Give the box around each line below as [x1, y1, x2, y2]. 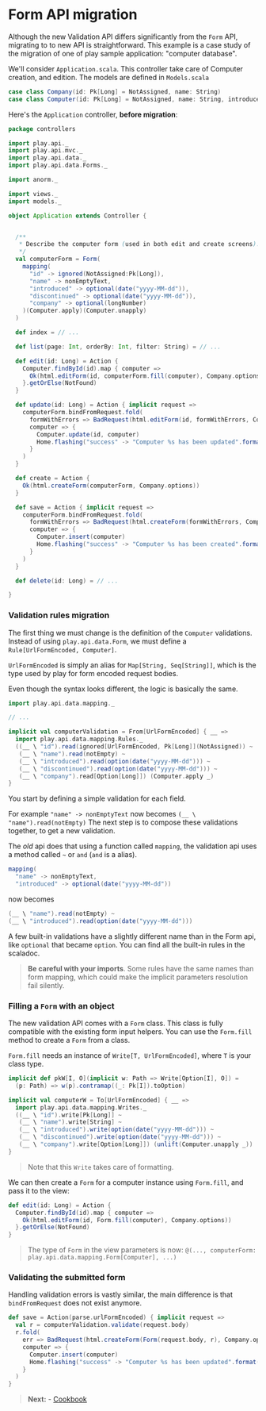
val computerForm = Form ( [15, 256, 101, 263]
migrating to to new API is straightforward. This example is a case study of [8, 40, 251, 49]
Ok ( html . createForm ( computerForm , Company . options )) [22, 482, 200, 490]
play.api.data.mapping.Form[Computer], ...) [27, 1254, 177, 1262]
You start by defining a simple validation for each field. [8, 794, 186, 803]
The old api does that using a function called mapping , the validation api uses [8, 841, 257, 851]
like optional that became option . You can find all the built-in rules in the [8, 940, 245, 949]
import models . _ [8, 197, 62, 206]
